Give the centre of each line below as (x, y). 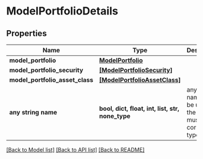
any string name (33, 112)
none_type (115, 116)
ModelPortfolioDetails (63, 11)
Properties (27, 33)
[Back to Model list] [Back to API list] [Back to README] (76, 150)
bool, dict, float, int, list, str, (139, 108)
